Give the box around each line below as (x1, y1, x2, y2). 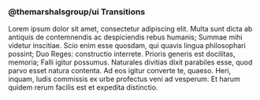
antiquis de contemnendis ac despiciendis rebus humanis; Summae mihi (8, 32, 243, 42)
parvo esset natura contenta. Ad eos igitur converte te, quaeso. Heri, (8, 66, 232, 76)
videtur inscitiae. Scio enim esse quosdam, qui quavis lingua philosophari (8, 41, 246, 50)
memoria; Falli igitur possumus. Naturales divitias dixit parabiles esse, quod (8, 57, 253, 67)
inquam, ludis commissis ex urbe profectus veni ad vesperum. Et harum (8, 74, 240, 84)
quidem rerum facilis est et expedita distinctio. (8, 83, 158, 92)
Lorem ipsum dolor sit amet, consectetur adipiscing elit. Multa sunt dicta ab (8, 24, 253, 34)
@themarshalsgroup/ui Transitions (8, 6, 146, 17)
